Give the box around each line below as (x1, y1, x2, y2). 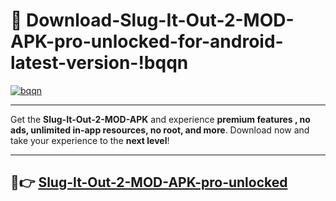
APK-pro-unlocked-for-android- (10, 30, 284, 53)
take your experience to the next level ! (10, 134, 170, 146)
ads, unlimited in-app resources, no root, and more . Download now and (10, 124, 310, 136)
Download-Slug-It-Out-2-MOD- (26, 9, 295, 32)
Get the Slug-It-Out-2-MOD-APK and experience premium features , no (10, 113, 311, 125)
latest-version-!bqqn (10, 52, 189, 74)
